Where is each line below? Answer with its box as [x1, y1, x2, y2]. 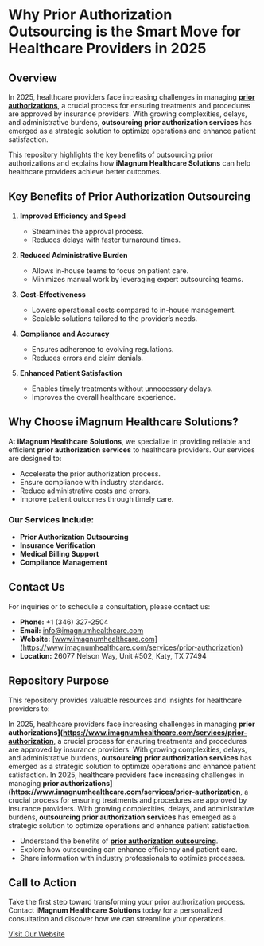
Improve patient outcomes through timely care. [19, 494, 174, 503]
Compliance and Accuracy [19, 329, 110, 338]
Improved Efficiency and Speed [19, 211, 126, 221]
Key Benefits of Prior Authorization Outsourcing [8, 190, 251, 204]
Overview [8, 71, 58, 84]
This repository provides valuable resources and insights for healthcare [8, 695, 243, 705]
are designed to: [8, 453, 62, 463]
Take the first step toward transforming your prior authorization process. [8, 897, 246, 907]
